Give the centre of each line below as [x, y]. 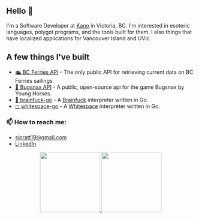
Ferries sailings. [34, 80]
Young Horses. [33, 93]
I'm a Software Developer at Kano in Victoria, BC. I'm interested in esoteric [98, 25]
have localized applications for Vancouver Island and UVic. [79, 38]
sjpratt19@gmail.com [41, 137]
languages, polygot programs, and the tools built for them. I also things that [99, 32]
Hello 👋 [20, 11]
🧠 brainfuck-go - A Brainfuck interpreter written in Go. [82, 100]
